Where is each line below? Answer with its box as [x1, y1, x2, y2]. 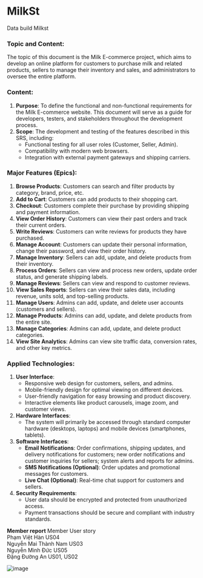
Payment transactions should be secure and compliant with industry [24, 509, 195, 517]
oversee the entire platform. [7, 73, 76, 80]
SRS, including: [15, 134, 54, 141]
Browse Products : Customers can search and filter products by [15, 183, 175, 190]
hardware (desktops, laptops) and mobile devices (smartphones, [24, 425, 187, 433]
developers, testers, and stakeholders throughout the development [15, 114, 183, 122]
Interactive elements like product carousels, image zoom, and [24, 399, 179, 406]
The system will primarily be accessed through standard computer [24, 419, 191, 426]
